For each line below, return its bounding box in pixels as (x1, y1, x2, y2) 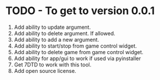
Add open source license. (14, 67, 76, 74)
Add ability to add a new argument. (14, 36, 99, 43)
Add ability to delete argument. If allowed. (14, 29, 116, 36)
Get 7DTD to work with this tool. (14, 61, 92, 68)
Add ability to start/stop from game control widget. (14, 42, 137, 49)
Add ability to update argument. (14, 24, 91, 31)
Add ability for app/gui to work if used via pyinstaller (14, 55, 141, 62)
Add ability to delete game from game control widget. (14, 48, 144, 55)
